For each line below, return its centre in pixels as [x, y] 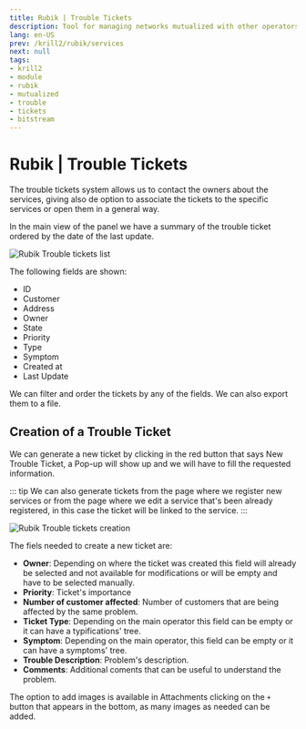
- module [26, 77]
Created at [42, 367]
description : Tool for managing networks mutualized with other [134, 26]
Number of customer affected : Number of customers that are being [151, 602]
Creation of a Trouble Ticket [90, 432]
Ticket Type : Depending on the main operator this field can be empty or [158, 621]
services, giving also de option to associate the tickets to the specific [139, 199]
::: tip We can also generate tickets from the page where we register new [146, 491]
